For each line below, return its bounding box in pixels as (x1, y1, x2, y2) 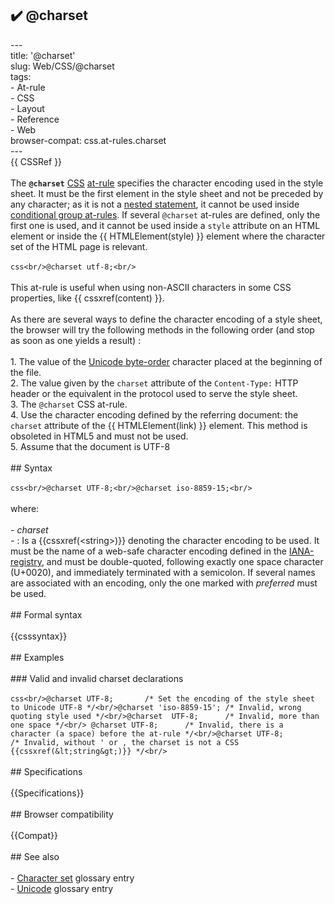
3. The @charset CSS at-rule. (10, 398, 128, 410)
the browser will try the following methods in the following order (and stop (10, 323, 315, 336)
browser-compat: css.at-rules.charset (10, 134, 167, 146)
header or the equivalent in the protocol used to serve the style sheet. (10, 387, 298, 399)
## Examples (10, 651, 65, 663)
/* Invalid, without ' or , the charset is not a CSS (10, 737, 240, 747)
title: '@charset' (10, 49, 76, 61)
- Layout (10, 102, 45, 114)
